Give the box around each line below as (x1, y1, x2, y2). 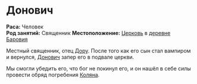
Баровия (6, 35, 28, 43)
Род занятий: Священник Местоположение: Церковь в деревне (6, 29, 171, 36)
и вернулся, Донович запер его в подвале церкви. (6, 53, 135, 60)
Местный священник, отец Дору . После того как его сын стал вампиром (6, 47, 191, 54)
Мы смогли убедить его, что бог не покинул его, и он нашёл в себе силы (6, 64, 191, 72)
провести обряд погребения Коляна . (6, 71, 100, 78)
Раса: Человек (6, 23, 44, 30)
